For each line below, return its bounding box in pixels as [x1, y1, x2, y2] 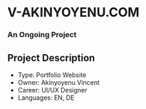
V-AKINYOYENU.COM [7, 4, 140, 21]
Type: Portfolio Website [17, 71, 87, 79]
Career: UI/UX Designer [17, 85, 88, 94]
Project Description [7, 51, 95, 64]
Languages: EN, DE [17, 93, 75, 102]
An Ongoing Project [7, 30, 77, 40]
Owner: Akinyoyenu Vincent [17, 78, 100, 86]
